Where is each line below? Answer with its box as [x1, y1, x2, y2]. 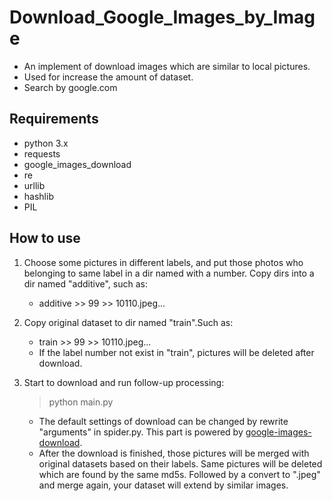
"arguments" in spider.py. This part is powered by [38, 426, 244, 438]
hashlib [23, 190, 54, 202]
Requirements [9, 111, 99, 128]
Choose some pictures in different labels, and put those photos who [23, 256, 304, 268]
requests [23, 147, 61, 160]
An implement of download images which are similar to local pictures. [23, 60, 311, 72]
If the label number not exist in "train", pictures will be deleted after [38, 346, 315, 358]
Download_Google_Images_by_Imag [9, 6, 316, 29]
